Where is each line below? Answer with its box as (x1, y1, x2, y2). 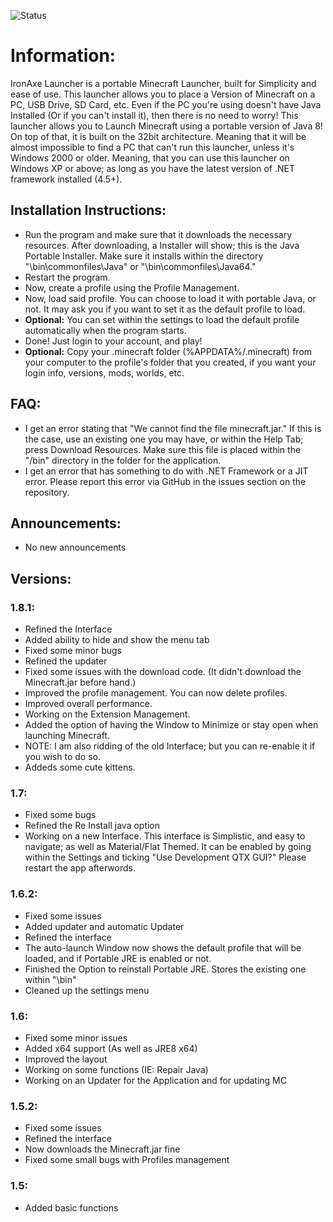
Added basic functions (24, 1201, 119, 1214)
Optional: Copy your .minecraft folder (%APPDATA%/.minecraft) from (24, 345, 313, 357)
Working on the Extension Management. (24, 708, 191, 720)
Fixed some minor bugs (24, 645, 122, 657)
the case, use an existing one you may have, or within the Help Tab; (24, 433, 304, 445)
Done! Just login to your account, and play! (24, 335, 203, 347)
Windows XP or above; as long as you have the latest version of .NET (10, 162, 295, 174)
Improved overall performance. (24, 698, 153, 710)
